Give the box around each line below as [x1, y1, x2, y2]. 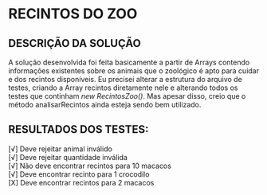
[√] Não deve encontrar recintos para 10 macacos [8, 161, 171, 170]
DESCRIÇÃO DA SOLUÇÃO [8, 37, 141, 50]
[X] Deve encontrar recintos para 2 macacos [8, 177, 155, 187]
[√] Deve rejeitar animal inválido [8, 144, 113, 154]
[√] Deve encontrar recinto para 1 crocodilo [8, 169, 150, 179]
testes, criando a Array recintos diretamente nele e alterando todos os [8, 83, 238, 92]
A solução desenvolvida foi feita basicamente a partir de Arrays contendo [8, 57, 250, 67]
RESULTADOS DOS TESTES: [8, 123, 149, 136]
